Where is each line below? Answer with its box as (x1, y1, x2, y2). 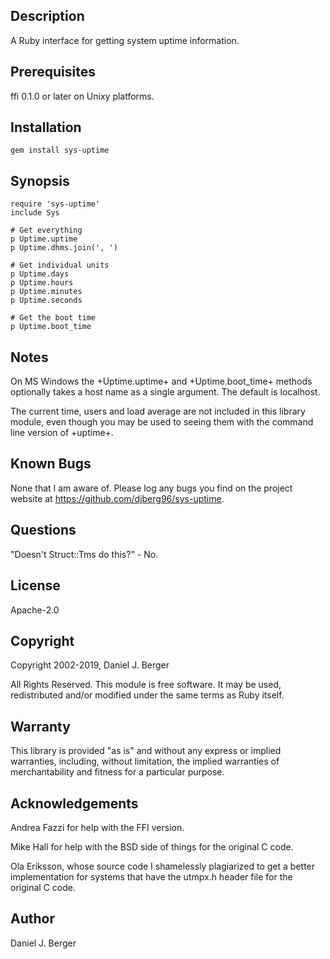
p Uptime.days (10, 269, 70, 279)
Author (10, 910, 55, 928)
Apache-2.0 (10, 604, 60, 616)
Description (10, 8, 85, 25)
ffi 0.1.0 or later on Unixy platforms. (10, 90, 155, 102)
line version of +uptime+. (10, 427, 114, 439)
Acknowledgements (10, 795, 139, 812)
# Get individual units (10, 260, 110, 271)
